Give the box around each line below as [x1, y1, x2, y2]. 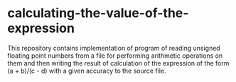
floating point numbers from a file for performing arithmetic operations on [7, 51, 223, 60]
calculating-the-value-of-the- [7, 5, 189, 21]
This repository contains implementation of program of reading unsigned [7, 43, 220, 52]
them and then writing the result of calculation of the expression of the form [7, 58, 230, 67]
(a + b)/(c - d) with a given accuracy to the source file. [7, 66, 166, 75]
